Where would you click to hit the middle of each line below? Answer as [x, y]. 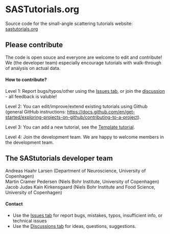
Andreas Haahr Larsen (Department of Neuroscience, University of [76, 171]
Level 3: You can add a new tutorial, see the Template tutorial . [70, 127]
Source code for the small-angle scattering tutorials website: [69, 23]
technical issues [30, 221]
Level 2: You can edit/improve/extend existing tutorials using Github [77, 106]
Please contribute [34, 45]
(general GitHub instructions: [36, 112]
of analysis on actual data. [33, 68]
